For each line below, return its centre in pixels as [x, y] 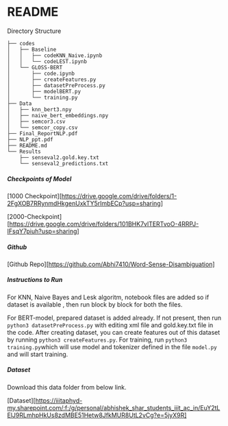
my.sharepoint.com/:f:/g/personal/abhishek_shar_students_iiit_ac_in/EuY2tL [114, 407]
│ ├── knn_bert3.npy [39, 109]
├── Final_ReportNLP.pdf [42, 133]
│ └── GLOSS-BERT [35, 67]
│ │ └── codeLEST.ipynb [47, 61]
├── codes [21, 43]
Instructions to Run [35, 280]
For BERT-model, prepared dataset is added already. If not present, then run [114, 318]
